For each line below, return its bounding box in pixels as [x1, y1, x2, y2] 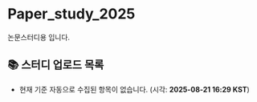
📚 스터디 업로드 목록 [7, 58, 104, 72]
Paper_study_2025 [7, 5, 136, 23]
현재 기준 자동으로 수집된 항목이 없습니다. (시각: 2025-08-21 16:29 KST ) [18, 84, 250, 94]
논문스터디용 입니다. [7, 32, 70, 42]
